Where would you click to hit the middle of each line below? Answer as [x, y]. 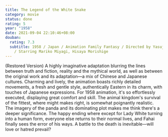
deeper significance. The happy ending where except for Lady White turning [84, 113]
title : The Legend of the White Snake [45, 10]
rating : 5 [15, 24]
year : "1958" [19, 28]
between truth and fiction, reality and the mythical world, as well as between [84, 71]
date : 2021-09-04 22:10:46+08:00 [40, 33]
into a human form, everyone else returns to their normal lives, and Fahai [80, 119]
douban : [13, 38]
